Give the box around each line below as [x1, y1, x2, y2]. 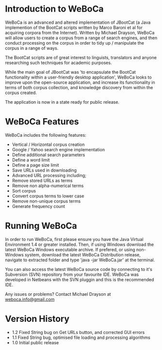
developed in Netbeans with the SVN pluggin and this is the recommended [5, 276, 154, 282]
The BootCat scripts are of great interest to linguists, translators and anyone [5, 54, 157, 60]
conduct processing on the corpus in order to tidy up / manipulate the [5, 40, 145, 46]
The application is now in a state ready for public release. [5, 99, 120, 105]
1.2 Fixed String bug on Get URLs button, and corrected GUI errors [12, 329, 145, 335]
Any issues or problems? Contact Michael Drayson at [5, 291, 111, 297]
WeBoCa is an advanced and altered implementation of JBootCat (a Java [5, 19, 151, 25]
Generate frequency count [12, 203, 65, 209]
